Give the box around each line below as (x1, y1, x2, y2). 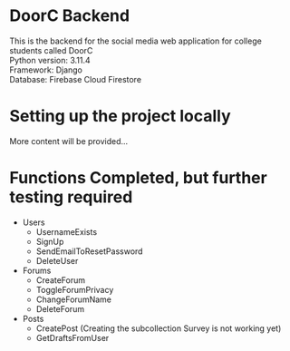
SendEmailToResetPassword (35, 246, 143, 257)
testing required (9, 187, 133, 208)
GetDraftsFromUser (35, 332, 110, 343)
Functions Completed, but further (9, 168, 267, 189)
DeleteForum (35, 303, 84, 314)
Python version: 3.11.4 (9, 54, 91, 65)
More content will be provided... (9, 135, 129, 146)
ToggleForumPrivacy (35, 284, 114, 295)
